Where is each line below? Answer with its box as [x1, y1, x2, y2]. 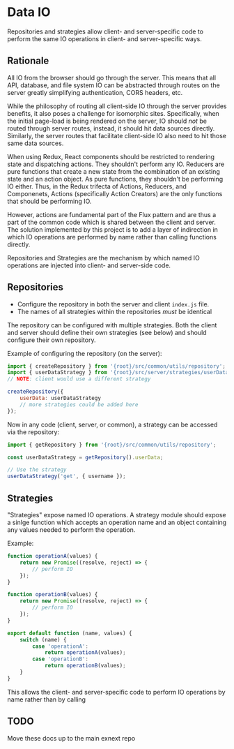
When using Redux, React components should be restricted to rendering [7, 152, 214, 161]
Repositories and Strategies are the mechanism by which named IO [7, 253, 200, 262]
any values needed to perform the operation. [7, 526, 136, 534]
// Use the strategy [7, 466, 68, 473]
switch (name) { [19, 636, 68, 643]
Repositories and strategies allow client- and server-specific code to [7, 27, 204, 36]
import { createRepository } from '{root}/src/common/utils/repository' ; [7, 362, 226, 370]
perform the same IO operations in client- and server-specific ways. [7, 34, 202, 43]
